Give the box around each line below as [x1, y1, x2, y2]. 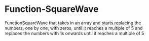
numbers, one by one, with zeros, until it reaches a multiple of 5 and [4, 25, 143, 31]
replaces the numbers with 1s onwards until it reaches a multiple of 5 [4, 30, 144, 36]
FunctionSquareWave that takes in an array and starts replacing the [4, 20, 141, 26]
